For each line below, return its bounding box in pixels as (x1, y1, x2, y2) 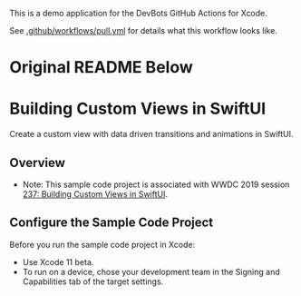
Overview (9, 154, 66, 171)
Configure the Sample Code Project (9, 215, 214, 231)
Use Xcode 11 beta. (22, 256, 94, 267)
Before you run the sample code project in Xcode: (9, 239, 196, 250)
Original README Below (9, 57, 193, 78)
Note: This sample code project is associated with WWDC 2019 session (22, 179, 290, 190)
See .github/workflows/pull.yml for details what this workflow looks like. (9, 25, 278, 35)
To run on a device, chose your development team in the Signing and (22, 266, 280, 277)
